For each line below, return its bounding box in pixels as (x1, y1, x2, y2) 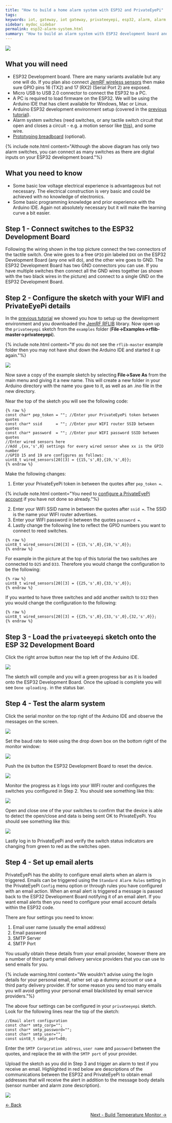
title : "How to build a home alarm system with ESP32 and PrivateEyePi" (5, 7, 164, 13)
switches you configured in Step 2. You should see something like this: (5, 788, 155, 794)
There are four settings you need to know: (5, 914, 94, 920)
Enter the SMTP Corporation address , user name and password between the (5, 1045, 160, 1051)
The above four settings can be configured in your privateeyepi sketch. (5, 1003, 157, 1009)
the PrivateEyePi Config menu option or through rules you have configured (5, 882, 162, 888)
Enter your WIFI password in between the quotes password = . (12, 517, 142, 523)
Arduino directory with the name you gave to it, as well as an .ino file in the (5, 383, 163, 389)
